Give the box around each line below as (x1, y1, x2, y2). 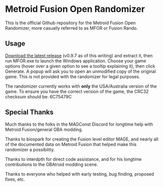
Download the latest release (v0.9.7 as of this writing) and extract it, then (5, 52, 153, 58)
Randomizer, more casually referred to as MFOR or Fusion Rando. (5, 25, 138, 31)
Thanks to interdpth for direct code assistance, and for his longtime (5, 156, 142, 162)
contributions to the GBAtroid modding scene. (5, 161, 98, 167)
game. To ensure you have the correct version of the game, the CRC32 (5, 88, 149, 94)
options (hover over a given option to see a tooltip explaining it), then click (5, 63, 156, 69)
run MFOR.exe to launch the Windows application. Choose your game (5, 58, 146, 64)
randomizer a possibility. (5, 146, 55, 152)
